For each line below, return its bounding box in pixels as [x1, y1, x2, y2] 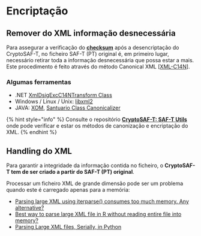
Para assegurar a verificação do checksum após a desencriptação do [6, 44, 179, 51]
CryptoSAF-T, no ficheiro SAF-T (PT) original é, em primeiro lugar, [6, 50, 169, 58]
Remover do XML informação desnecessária [6, 28, 176, 38]
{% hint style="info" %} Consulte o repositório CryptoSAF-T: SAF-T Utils [6, 116, 187, 123]
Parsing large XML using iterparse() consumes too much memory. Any [14, 198, 189, 205]
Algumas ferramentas [6, 78, 71, 86]
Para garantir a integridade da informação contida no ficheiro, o [6, 162, 164, 169]
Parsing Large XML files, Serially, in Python [14, 223, 122, 231]
